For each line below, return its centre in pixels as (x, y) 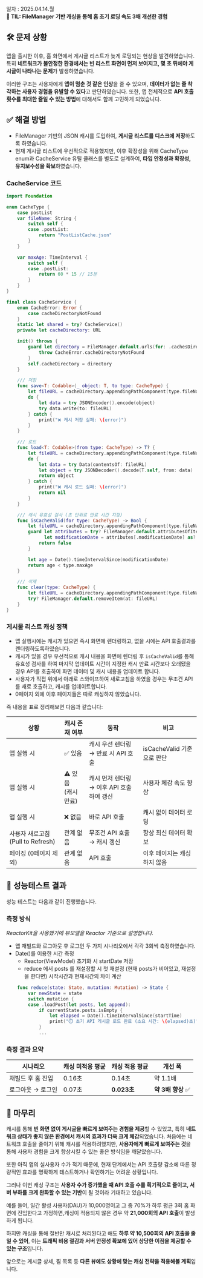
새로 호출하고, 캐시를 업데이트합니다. (64, 686)
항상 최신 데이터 (164, 833)
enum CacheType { (28, 207)
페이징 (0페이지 (30, 853)
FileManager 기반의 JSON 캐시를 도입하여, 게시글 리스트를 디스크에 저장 (100, 136)
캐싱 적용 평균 (130, 1067)
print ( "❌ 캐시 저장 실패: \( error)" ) (82, 420)
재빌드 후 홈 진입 (31, 1079)
